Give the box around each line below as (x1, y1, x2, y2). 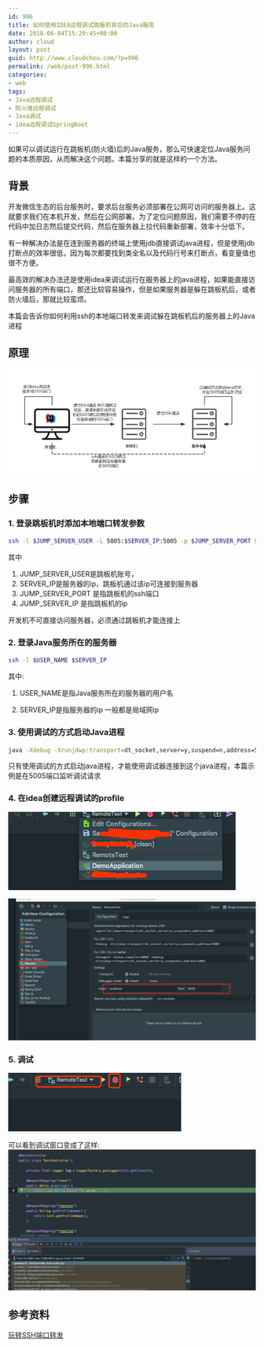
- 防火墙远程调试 (8, 104, 57, 112)
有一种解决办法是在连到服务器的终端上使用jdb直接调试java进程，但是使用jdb (8, 238, 255, 247)
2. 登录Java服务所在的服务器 (8, 637, 117, 648)
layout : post (8, 46, 51, 54)
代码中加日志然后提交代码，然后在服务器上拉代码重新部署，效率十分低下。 (8, 221, 249, 231)
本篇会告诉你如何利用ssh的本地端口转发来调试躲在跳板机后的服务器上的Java (8, 311, 255, 321)
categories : (8, 71, 47, 79)
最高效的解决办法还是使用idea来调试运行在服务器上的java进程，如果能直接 (8, 274, 249, 284)
